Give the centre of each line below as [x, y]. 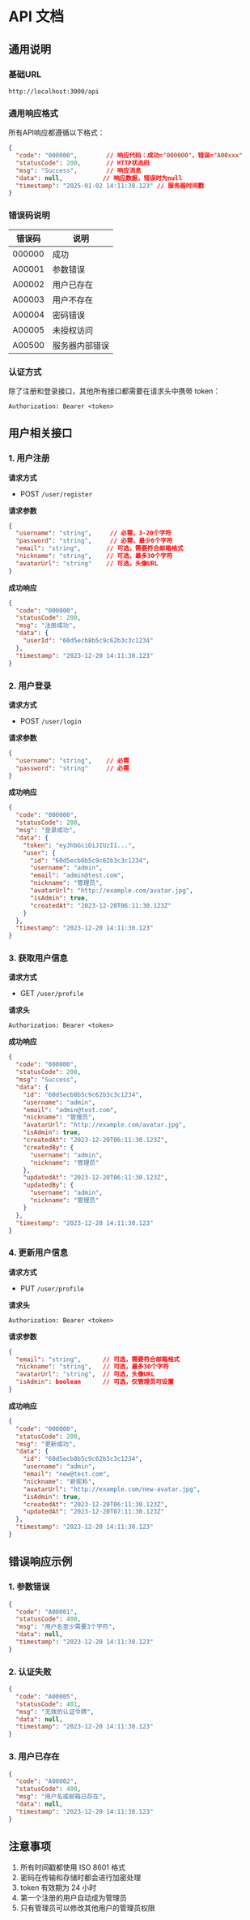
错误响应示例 [40, 1562]
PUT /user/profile [52, 1288]
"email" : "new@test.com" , [67, 1474]
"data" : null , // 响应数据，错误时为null [99, 178]
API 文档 [36, 17]
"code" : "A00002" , [47, 1781]
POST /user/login [51, 721]
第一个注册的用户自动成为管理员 [73, 1898]
